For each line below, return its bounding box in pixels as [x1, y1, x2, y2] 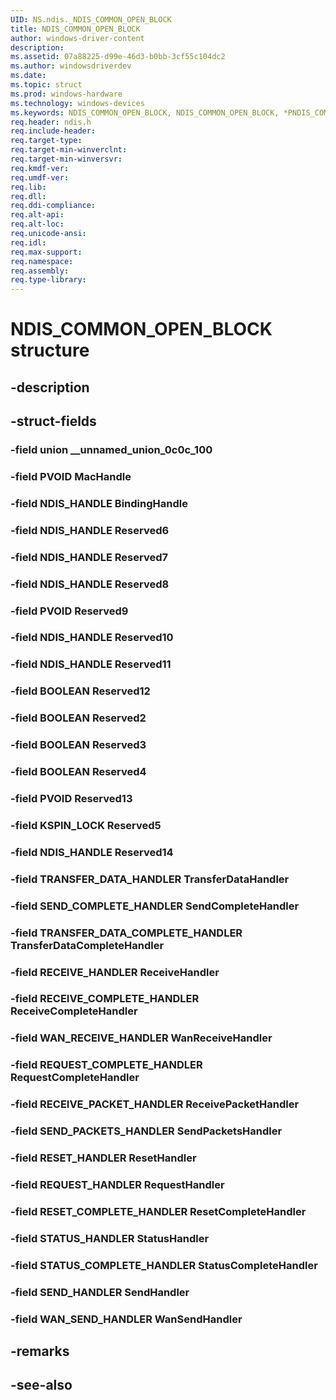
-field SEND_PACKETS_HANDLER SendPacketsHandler [10, 1124, 283, 1138]
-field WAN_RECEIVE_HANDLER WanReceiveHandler [10, 1031, 273, 1045]
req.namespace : [10, 256, 74, 266]
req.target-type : [10, 136, 83, 146]
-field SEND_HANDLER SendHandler [10, 1285, 190, 1299]
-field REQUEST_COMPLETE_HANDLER [10, 1058, 203, 1072]
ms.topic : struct [10, 80, 83, 90]
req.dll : [10, 191, 47, 201]
